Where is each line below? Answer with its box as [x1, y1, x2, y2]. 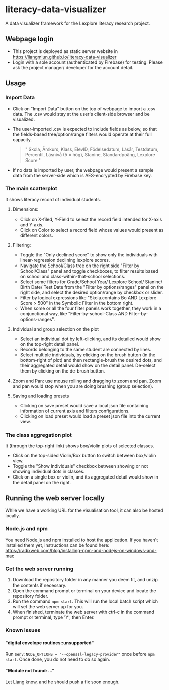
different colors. [20, 232, 53, 238]
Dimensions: [12, 206, 39, 213]
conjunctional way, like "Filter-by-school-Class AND [20, 310, 128, 316]
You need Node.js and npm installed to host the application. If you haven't [5, 537, 158, 543]
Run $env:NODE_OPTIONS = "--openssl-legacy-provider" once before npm [5, 651, 155, 657]
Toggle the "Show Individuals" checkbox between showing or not [12, 463, 148, 469]
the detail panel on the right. [12, 480, 71, 486]
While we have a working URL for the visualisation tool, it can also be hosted [5, 507, 163, 513]
